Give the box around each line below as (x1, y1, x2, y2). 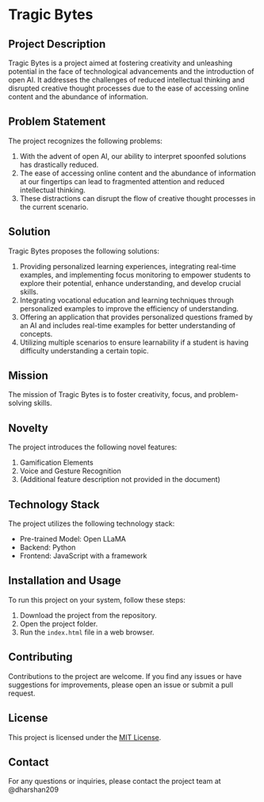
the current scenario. (19, 202, 89, 211)
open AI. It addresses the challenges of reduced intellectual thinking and (8, 75, 245, 84)
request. (8, 688, 36, 698)
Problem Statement (8, 115, 106, 129)
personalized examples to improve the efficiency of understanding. (19, 303, 239, 313)
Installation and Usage (8, 574, 121, 588)
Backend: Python (19, 542, 76, 553)
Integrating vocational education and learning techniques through (19, 295, 234, 305)
